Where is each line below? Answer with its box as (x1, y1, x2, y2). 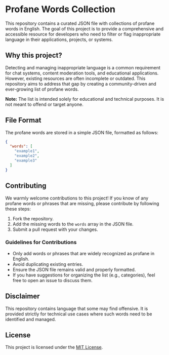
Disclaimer (5, 292, 40, 301)
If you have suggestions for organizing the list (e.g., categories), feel (12, 272, 155, 278)
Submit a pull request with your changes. (12, 226, 98, 232)
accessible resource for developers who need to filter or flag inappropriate (5, 31, 161, 37)
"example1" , (14, 148, 39, 154)
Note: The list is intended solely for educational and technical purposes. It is (5, 96, 164, 102)
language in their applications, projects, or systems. (5, 36, 113, 43)
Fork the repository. (12, 215, 54, 221)
